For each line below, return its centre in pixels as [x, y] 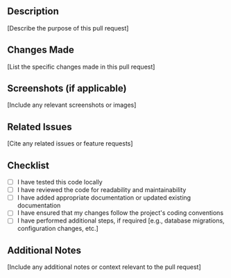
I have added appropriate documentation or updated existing [104, 198]
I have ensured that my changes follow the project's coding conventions [120, 213]
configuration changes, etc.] [58, 229]
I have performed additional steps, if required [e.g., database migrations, [121, 220]
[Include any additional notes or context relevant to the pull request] [104, 267]
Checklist [28, 165]
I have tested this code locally [60, 182]
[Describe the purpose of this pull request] [68, 28]
